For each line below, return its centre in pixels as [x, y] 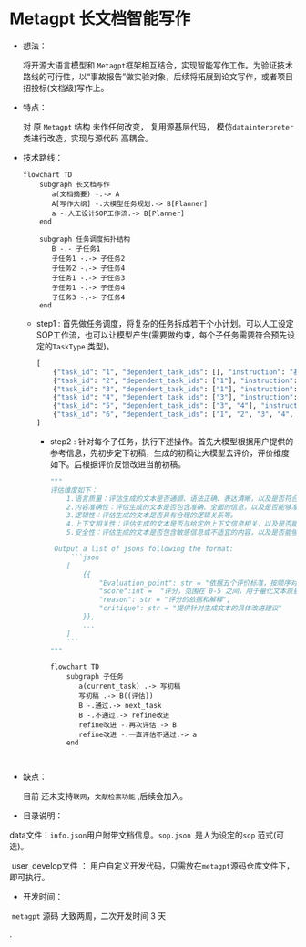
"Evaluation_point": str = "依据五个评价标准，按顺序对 [198, 583]
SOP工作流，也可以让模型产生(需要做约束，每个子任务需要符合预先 [162, 335]
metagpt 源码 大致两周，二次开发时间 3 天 [89, 916]
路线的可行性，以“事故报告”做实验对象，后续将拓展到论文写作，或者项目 [158, 76]
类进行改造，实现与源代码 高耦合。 [87, 138]
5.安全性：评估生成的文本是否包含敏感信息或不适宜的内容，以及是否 [176, 533]
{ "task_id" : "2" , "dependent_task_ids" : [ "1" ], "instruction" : [175, 380]
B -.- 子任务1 [76, 249]
